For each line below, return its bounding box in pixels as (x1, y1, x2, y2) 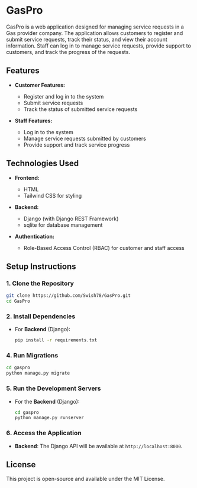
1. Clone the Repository (6, 279, 74, 287)
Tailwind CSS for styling (23, 192, 82, 199)
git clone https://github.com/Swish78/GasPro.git (6, 293, 131, 299)
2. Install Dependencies (6, 312, 76, 321)
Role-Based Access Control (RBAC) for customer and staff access (23, 244, 185, 251)
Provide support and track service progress (23, 141, 130, 148)
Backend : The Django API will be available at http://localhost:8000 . (14, 442, 183, 449)
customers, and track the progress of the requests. (6, 48, 130, 55)
